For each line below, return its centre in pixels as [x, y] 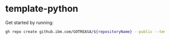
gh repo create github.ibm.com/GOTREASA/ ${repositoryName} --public [79, 31]
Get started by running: [30, 22]
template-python [42, 9]
